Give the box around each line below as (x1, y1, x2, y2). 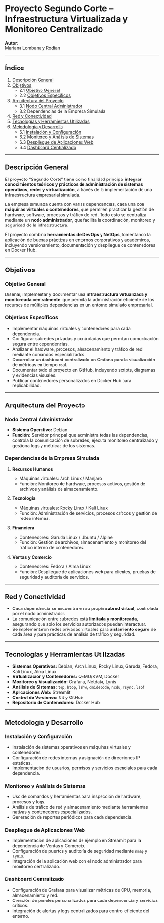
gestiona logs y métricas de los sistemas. (12, 443, 96, 449)
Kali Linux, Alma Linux (12, 669, 57, 675)
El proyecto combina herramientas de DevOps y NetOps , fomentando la (5, 231, 151, 237)
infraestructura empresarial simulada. (5, 192, 81, 198)
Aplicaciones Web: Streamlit (12, 689, 71, 695)
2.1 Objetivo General (19, 87, 60, 93)
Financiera (12, 524, 35, 531)
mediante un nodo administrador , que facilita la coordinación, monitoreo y (5, 217, 155, 223)
